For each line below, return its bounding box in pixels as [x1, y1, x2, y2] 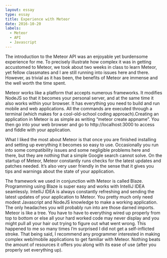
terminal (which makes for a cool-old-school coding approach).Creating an [5, 111, 159, 117]
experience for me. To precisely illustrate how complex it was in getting [5, 58, 152, 65]
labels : [5, 26, 21, 31]
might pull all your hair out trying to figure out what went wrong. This [5, 220, 146, 226]
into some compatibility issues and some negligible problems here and [5, 147, 150, 153]
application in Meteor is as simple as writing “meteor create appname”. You [5, 116, 160, 122]
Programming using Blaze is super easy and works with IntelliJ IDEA [5, 183, 145, 189]
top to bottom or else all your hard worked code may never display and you [5, 215, 160, 221]
